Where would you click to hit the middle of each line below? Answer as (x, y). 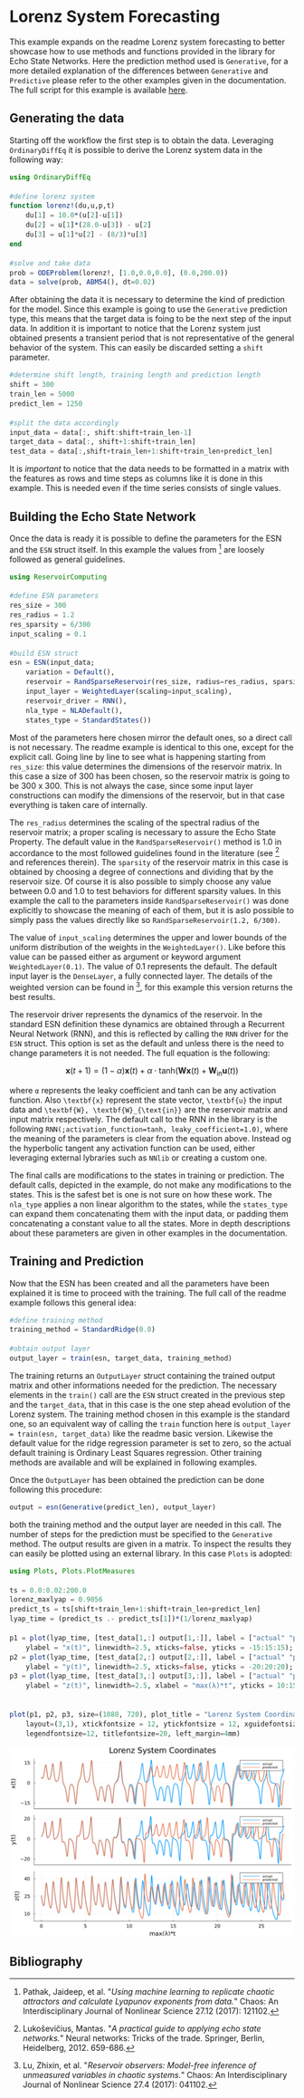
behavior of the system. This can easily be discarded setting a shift (137, 348)
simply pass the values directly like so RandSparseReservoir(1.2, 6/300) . (145, 920)
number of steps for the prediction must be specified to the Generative (141, 1534)
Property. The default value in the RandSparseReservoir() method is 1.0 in (146, 842)
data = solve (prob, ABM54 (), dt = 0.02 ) (82, 283)
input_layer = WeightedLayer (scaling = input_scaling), (129, 692)
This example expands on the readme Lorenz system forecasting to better (147, 42)
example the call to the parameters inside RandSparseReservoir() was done (149, 901)
